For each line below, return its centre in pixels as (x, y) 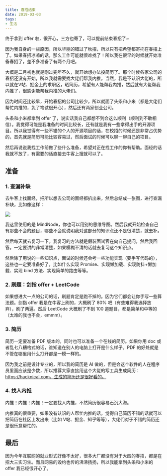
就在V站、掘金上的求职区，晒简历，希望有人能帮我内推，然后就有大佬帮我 (85, 85)
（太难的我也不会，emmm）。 (35, 315)
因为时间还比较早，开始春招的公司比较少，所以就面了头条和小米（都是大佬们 (83, 101)
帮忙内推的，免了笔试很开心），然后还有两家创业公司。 (61, 108)
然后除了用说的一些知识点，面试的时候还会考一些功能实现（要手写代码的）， (83, 258)
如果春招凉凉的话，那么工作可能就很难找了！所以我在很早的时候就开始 (85, 55)
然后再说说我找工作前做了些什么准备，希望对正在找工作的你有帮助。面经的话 (83, 148)
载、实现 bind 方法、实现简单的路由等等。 (48, 270)
